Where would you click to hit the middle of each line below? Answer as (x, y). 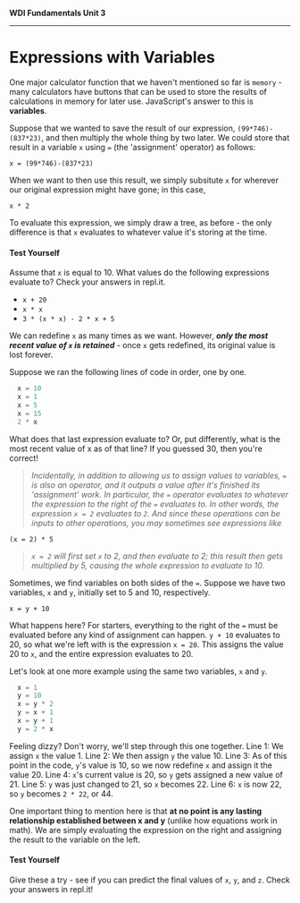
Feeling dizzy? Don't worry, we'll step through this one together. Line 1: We (146, 745)
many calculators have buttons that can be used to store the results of (138, 91)
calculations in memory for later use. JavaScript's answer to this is (132, 101)
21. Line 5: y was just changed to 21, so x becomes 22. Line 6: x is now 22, (146, 784)
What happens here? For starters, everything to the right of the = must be (144, 625)
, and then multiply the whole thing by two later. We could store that (166, 137)
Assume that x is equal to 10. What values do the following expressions (139, 273)
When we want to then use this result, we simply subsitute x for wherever (144, 180)
